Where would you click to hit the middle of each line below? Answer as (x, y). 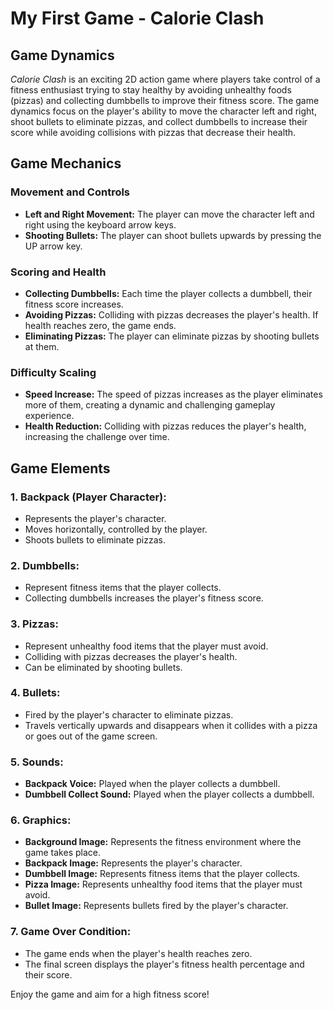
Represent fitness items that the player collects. (123, 588)
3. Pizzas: (34, 624)
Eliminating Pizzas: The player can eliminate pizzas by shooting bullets (172, 336)
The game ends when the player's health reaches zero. (138, 953)
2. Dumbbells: (45, 565)
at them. (42, 346)
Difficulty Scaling (53, 372)
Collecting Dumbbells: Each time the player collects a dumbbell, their (168, 293)
